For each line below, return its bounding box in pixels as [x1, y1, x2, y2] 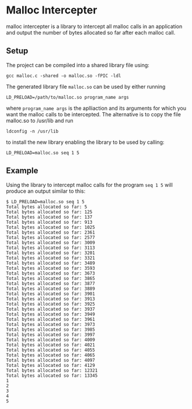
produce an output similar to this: [6, 188, 86, 195]
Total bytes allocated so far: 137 [6, 214, 93, 220]
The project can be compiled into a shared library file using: [6, 61, 150, 68]
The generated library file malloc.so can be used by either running [6, 83, 166, 90]
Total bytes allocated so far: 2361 [6, 229, 95, 235]
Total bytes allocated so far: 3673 [6, 270, 95, 276]
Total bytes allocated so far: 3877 [6, 280, 95, 286]
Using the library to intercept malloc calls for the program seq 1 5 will [6, 181, 173, 188]
